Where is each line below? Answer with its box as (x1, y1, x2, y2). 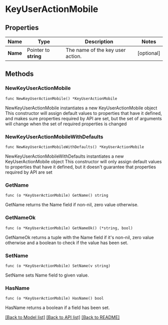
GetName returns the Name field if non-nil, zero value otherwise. (5, 202, 139, 208)
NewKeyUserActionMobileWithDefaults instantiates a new (5, 153, 124, 159)
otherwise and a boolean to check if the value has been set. (5, 240, 128, 246)
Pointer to (26, 46, 50, 53)
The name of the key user (65, 46, 126, 53)
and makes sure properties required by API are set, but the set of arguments (5, 115, 162, 121)
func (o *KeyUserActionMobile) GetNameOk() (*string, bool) (5, 226, 133, 231)
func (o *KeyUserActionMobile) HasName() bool (5, 296, 104, 301)
